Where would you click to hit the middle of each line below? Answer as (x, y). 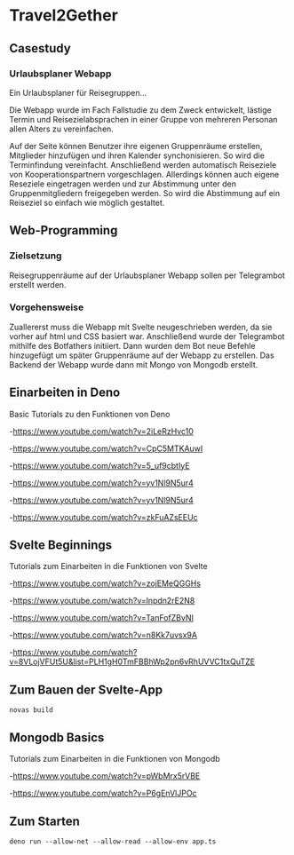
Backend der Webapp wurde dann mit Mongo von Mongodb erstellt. (134, 364)
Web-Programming (64, 230)
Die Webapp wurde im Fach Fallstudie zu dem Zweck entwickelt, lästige (141, 110)
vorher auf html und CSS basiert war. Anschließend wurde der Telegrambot (147, 336)
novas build (31, 710)
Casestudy (40, 48)
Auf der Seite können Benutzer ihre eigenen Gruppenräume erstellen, (136, 146)
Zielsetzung (36, 256)
